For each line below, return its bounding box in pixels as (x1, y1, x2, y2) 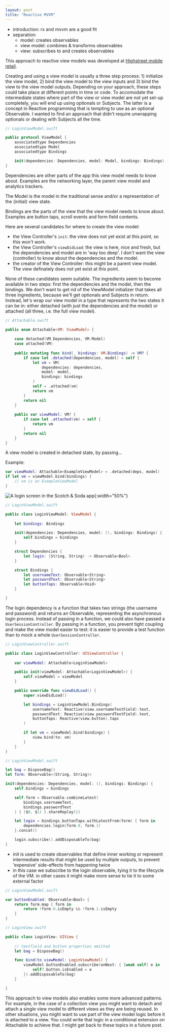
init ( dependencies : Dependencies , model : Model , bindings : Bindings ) (14, 158, 165, 163)
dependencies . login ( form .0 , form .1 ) (23, 823, 101, 829)
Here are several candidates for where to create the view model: (5, 223, 140, 229)
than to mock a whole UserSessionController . (5, 631, 100, 638)
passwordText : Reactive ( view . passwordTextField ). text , (32, 711, 151, 717)
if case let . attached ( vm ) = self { (23, 417, 101, 422)
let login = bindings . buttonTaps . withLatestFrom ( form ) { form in (14, 818, 156, 824)
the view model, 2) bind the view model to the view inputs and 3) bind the (5, 78, 159, 84)
